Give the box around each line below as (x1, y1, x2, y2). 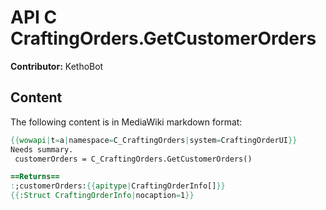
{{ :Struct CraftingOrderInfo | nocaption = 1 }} (10, 191, 195, 201)
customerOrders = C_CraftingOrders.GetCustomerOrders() (14, 154, 253, 164)
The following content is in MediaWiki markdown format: (10, 116, 243, 128)
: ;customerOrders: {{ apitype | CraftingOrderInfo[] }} (10, 181, 226, 191)
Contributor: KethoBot (10, 60, 104, 72)
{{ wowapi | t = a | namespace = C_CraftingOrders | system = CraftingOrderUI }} (10, 135, 298, 145)
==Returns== (10, 172, 60, 182)
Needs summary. (10, 144, 74, 155)
